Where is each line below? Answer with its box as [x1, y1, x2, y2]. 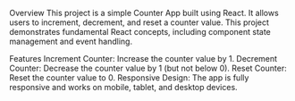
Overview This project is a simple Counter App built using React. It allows [9, 8, 279, 18]
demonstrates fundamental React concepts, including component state [9, 27, 271, 37]
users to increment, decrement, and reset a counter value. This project [9, 17, 270, 28]
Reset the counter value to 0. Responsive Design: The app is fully [9, 72, 249, 83]
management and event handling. [9, 36, 132, 46]
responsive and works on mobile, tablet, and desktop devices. [9, 82, 239, 92]
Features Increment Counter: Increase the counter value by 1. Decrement [9, 54, 278, 63]
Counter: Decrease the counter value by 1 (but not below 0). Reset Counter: [9, 63, 288, 73]
